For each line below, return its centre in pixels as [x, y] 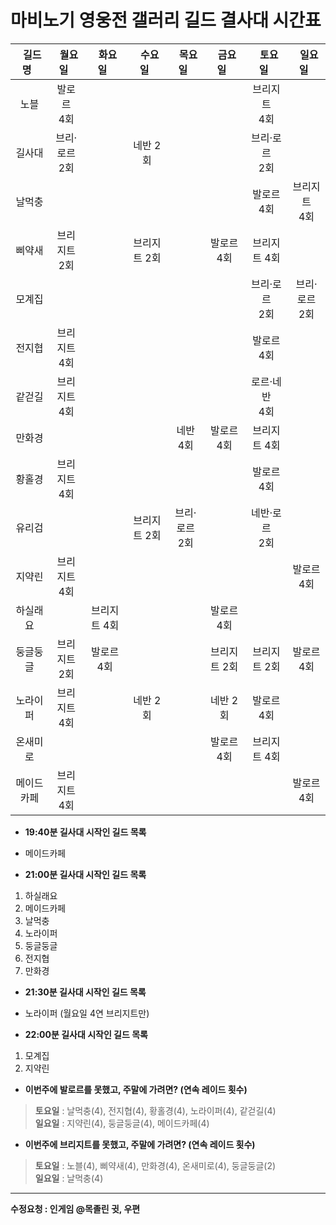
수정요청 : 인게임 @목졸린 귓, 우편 [75, 1208]
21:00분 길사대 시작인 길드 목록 [85, 874]
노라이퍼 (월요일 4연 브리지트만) [87, 1013]
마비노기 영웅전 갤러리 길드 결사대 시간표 [166, 20]
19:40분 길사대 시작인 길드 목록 [85, 832]
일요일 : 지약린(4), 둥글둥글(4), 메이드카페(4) [122, 1123]
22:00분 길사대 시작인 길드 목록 [86, 1034]
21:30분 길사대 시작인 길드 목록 [85, 992]
